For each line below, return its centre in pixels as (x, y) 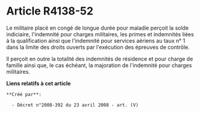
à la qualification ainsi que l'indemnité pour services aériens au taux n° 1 (96, 40)
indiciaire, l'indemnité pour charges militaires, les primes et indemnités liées (100, 34)
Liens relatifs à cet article (39, 83)
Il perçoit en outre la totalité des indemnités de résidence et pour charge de (100, 59)
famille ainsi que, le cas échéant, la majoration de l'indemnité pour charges (99, 65)
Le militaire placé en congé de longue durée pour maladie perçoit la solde (98, 28)
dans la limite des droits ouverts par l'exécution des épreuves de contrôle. (98, 47)
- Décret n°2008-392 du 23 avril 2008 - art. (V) (75, 105)
